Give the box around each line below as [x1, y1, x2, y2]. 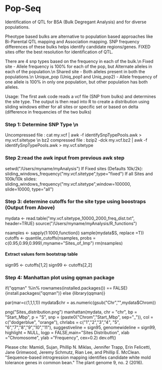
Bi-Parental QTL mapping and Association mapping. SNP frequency [5, 38, 140, 44]
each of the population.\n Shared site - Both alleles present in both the [5, 68, 145, 74]
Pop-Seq [5, 3, 41, 14]
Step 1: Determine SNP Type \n [5, 121, 78, 128]
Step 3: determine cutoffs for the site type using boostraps [5, 198, 146, 205]
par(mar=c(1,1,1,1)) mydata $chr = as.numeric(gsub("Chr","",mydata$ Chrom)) [5, 300, 156, 306]
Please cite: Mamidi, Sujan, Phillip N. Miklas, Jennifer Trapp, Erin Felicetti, [5, 344, 151, 350]
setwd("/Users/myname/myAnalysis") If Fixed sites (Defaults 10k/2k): [5, 165, 143, 171]
